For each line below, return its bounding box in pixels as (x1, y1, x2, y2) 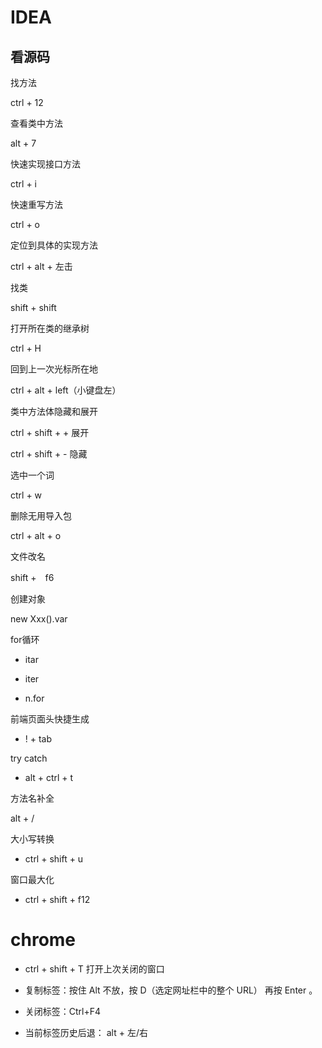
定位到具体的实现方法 (10, 239, 98, 251)
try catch (10, 752, 48, 764)
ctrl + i (10, 178, 37, 190)
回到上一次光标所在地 (10, 363, 98, 375)
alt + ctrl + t (24, 772, 74, 783)
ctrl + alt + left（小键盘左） (10, 384, 122, 396)
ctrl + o (10, 219, 40, 230)
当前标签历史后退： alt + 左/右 (24, 1026, 148, 1038)
